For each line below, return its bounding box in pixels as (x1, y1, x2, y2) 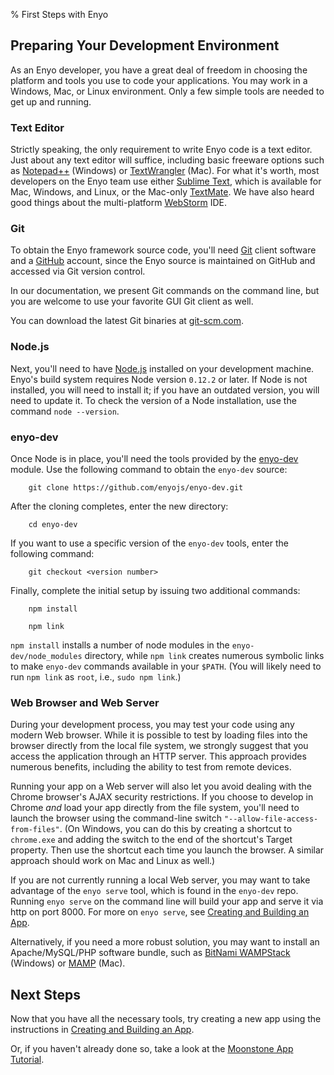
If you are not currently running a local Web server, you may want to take (10, 874, 311, 886)
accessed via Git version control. (10, 265, 146, 278)
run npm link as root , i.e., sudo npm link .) (10, 671, 182, 683)
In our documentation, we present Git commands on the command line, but (10, 285, 320, 297)
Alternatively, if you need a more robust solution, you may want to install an (10, 936, 320, 948)
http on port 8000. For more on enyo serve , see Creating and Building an (10, 906, 310, 918)
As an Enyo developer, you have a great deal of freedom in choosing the (10, 64, 308, 76)
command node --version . (10, 405, 120, 417)
